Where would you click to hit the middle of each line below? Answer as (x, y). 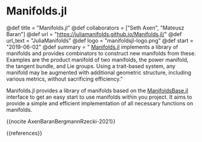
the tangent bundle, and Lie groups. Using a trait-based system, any (91, 66)
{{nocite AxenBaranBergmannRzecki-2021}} (61, 121)
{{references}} (24, 133)
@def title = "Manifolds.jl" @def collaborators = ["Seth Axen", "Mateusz (95, 28)
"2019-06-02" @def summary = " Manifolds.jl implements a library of (92, 47)
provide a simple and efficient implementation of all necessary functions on (100, 103)
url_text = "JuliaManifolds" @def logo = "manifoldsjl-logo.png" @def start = (100, 40)
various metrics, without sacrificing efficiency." (65, 79)
